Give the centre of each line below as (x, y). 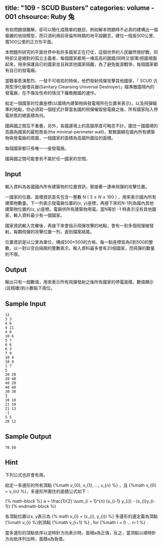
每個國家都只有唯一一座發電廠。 (37, 148)
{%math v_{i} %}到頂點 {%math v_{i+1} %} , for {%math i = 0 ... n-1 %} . (76, 522)
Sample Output (28, 436)
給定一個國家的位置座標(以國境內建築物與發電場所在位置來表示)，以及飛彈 (79, 103)
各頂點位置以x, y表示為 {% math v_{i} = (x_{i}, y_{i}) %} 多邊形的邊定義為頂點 (81, 516)
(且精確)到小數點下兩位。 (30, 288)
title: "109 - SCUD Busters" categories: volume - (80, 8)
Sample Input (25, 304)
